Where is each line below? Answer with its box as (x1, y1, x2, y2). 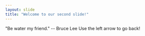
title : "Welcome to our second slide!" (5, 12, 89, 17)
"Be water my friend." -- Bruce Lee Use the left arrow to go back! (5, 25, 140, 31)
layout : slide (5, 7, 35, 12)
